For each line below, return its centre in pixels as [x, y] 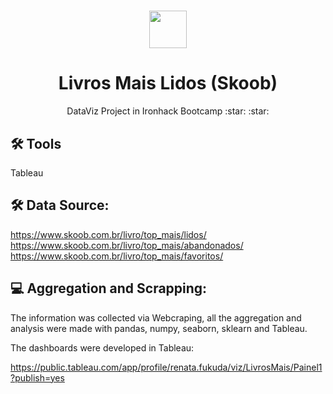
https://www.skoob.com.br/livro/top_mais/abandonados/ [127, 245]
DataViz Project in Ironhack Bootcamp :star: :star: [168, 111]
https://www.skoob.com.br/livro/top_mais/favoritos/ [117, 256]
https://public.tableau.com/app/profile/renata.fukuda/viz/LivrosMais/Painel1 [166, 367]
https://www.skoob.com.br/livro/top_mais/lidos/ [108, 234]
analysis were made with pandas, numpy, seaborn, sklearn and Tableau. [159, 328]
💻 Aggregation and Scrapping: [109, 288]
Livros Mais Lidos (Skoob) [168, 83]
